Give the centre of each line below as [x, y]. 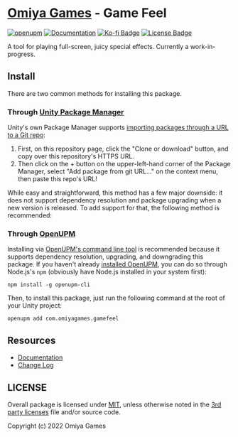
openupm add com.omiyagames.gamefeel [63, 319]
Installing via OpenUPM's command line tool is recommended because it [114, 249]
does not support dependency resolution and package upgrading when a [114, 200]
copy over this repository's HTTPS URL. [76, 156]
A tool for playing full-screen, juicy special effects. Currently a [98, 46]
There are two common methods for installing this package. [95, 93]
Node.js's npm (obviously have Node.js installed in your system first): [107, 272]
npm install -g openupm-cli [49, 285]
